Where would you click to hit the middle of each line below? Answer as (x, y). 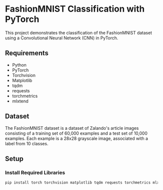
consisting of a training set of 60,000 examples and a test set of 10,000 (76, 133)
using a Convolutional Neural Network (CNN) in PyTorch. (62, 38)
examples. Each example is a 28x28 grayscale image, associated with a (77, 138)
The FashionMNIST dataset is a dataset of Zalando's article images (72, 128)
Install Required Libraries (35, 173)
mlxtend (20, 101)
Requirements (27, 53)
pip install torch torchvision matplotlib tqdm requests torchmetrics (78, 183)
